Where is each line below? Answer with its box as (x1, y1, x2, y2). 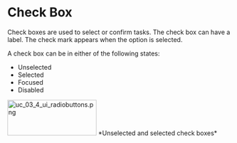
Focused (17, 78, 44, 86)
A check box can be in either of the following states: (7, 49, 160, 58)
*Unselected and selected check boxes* (98, 129, 218, 137)
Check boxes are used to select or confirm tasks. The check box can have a (7, 28, 231, 36)
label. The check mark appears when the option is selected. (7, 35, 183, 43)
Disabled (17, 85, 44, 94)
